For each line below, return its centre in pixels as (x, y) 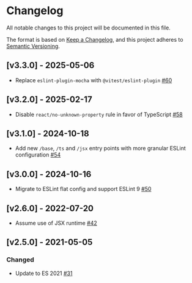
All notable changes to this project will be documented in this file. (89, 28)
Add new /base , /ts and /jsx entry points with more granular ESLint (100, 149)
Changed (20, 260)
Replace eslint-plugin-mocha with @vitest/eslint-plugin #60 (94, 80)
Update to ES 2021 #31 (44, 273)
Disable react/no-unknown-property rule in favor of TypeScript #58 (99, 114)
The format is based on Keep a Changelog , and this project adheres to (95, 39)
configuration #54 (38, 155)
